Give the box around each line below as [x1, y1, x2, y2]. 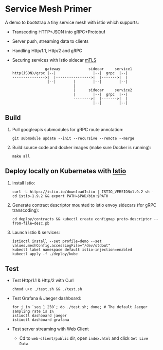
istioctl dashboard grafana [12, 317, 69, 322]
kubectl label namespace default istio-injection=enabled [12, 247, 132, 252]
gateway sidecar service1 [45, 67, 132, 71]
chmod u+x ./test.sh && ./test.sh [12, 287, 82, 292]
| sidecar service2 [73, 87, 132, 93]
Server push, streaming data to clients [12, 38, 89, 44]
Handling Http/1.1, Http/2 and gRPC [12, 48, 83, 53]
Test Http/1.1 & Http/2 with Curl [12, 278, 74, 283]
